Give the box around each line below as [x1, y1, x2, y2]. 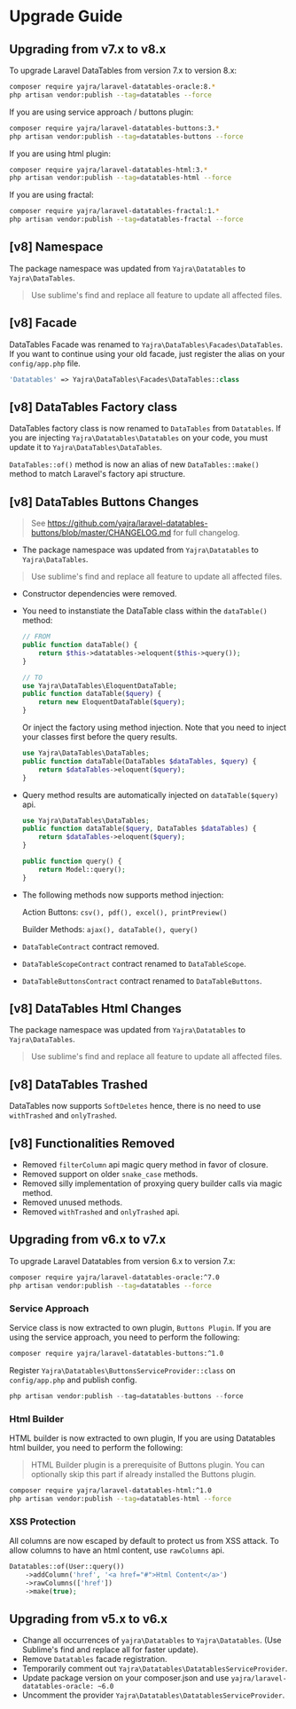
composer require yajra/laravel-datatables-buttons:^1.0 [9, 1349, 224, 1357]
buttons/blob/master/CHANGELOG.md [30, 527, 171, 538]
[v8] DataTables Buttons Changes [9, 495, 199, 510]
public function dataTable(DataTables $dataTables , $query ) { [21, 756, 257, 765]
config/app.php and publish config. [9, 1374, 137, 1385]
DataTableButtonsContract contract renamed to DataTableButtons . [21, 975, 263, 986]
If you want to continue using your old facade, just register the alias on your [9, 348, 285, 359]
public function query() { [21, 857, 122, 866]
